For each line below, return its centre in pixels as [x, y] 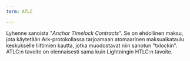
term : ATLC [19, 11]
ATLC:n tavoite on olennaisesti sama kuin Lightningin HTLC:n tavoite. [89, 51]
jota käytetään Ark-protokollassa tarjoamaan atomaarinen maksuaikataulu [95, 39]
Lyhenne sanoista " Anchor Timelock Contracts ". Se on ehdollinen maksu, [95, 33]
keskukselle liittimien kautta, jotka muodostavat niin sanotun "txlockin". [92, 45]
